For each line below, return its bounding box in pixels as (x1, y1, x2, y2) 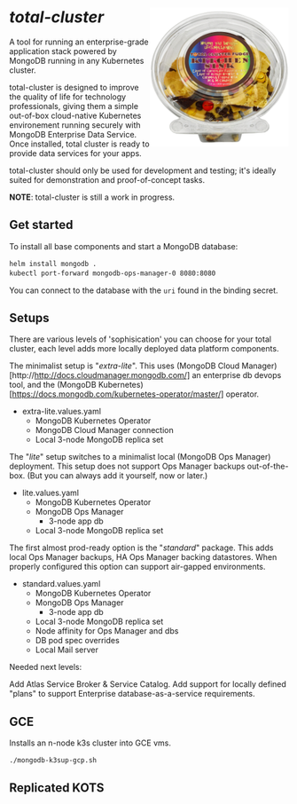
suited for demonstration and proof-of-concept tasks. (9, 174, 206, 185)
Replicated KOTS (9, 780, 105, 796)
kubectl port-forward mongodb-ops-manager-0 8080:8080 (9, 269, 216, 278)
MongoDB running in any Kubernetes (9, 55, 145, 66)
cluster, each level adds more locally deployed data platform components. (9, 343, 279, 354)
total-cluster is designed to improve (9, 82, 139, 92)
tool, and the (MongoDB (9, 380, 97, 390)
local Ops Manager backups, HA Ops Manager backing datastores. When (9, 552, 277, 563)
